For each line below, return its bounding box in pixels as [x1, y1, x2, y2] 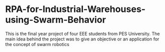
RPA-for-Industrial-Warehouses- [5, 3, 146, 15]
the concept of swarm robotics [5, 41, 70, 47]
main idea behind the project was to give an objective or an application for [5, 36, 159, 42]
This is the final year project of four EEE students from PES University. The [5, 30, 160, 36]
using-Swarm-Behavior [5, 14, 106, 25]
